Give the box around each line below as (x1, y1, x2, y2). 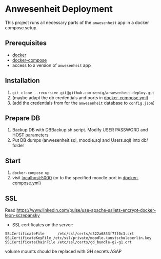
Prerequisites (5, 39, 47, 47)
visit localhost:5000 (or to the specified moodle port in (12, 175, 122, 181)
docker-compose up (12, 171, 50, 175)
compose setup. (5, 24, 38, 30)
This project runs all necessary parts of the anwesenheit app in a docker (5, 20, 149, 25)
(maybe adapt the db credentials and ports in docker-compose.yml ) (12, 94, 149, 101)
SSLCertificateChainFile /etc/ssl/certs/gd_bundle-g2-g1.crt (5, 240, 132, 245)
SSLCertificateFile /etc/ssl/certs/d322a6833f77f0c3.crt (5, 231, 134, 236)
